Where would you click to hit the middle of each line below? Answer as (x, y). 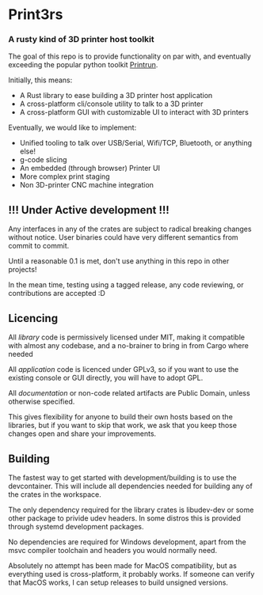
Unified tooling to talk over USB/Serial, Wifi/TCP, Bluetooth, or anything (135, 143)
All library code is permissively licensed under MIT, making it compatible (127, 337)
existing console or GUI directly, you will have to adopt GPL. (106, 378)
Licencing (33, 318)
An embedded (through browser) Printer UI (90, 169)
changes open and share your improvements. (82, 434)
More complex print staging (65, 176)
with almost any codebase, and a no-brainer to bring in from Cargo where (129, 346)
